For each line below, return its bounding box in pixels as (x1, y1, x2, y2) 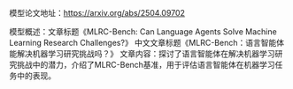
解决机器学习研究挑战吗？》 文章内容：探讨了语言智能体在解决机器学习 (16, 48, 275, 59)
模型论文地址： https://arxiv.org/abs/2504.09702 (9, 8, 186, 18)
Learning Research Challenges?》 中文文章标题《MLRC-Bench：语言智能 (9, 38, 277, 48)
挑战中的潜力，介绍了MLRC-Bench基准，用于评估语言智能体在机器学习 (16, 60, 276, 70)
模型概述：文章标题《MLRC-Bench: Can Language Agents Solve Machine (9, 26, 277, 37)
